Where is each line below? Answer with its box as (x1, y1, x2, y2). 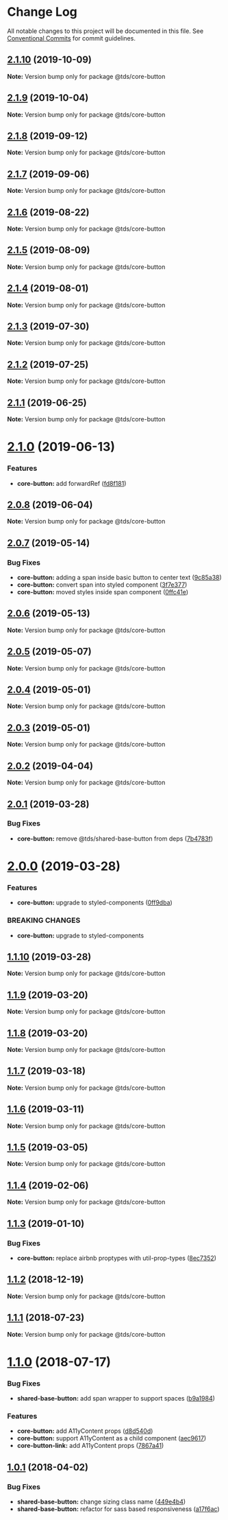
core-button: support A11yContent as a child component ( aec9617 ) (16, 1434, 207, 1442)
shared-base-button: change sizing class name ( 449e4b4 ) (16, 1497, 186, 1506)
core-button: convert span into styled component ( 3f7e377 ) (16, 581, 188, 589)
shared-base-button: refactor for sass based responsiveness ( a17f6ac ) (16, 1505, 220, 1513)
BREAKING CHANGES (7, 915, 81, 925)
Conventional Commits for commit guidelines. (7, 34, 136, 42)
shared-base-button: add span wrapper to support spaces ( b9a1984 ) (16, 1394, 216, 1403)
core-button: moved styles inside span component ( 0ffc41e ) (16, 588, 189, 596)
